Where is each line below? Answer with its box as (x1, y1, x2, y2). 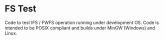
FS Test (4, 3, 36, 14)
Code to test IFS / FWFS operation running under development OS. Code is (4, 19, 159, 25)
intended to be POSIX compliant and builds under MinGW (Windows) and (4, 24, 155, 30)
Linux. (4, 30, 17, 36)
